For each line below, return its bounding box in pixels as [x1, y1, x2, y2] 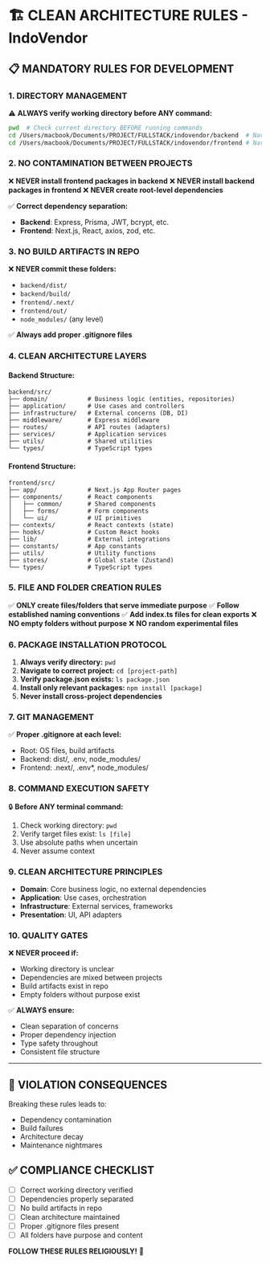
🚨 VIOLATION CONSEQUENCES [8, 1078, 167, 1091]
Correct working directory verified [19, 1184, 133, 1194]
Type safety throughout [19, 1038, 99, 1049]
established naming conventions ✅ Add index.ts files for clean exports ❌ [8, 609, 257, 619]
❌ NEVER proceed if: [8, 948, 79, 958]
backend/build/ [19, 290, 72, 298]
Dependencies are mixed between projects [19, 973, 163, 983]
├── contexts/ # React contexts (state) [8, 522, 174, 530]
